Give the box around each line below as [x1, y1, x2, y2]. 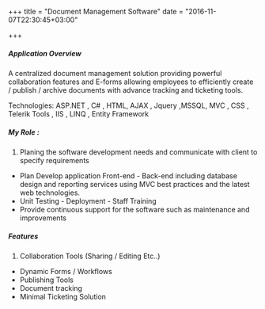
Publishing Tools [19, 275, 74, 284]
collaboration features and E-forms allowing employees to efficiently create [8, 77, 254, 86]
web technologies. [19, 188, 81, 197]
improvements [19, 213, 67, 223]
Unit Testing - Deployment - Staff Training [19, 196, 157, 205]
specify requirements [19, 155, 89, 165]
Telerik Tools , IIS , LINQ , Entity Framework [8, 109, 149, 118]
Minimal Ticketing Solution [19, 292, 107, 301]
